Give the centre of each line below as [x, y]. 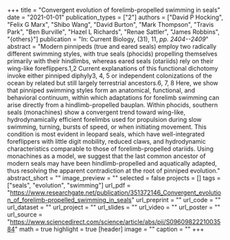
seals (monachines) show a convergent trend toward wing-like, [96, 112]
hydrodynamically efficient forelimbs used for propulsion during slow [104, 119]
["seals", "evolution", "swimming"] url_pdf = [69, 185]
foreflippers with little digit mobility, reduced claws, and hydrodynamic [106, 141]
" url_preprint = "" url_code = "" [176, 200]
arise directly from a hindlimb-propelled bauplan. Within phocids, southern [113, 105]
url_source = [25, 215]
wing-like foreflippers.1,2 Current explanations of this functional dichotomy [113, 68]
